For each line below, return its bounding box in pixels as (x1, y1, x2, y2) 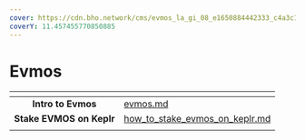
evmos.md (123, 97, 169, 110)
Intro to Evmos (32, 97, 97, 110)
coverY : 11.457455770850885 (9, 22, 116, 31)
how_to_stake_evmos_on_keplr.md (123, 113, 271, 125)
